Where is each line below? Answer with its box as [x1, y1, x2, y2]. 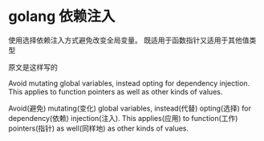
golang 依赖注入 [8, 7, 116, 26]
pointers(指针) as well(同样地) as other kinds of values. [8, 123, 189, 133]
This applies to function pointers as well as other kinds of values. [8, 87, 223, 96]
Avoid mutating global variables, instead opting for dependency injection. [8, 78, 250, 88]
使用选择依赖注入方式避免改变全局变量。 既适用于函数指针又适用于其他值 [8, 35, 250, 45]
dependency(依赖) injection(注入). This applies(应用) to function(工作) [8, 113, 238, 123]
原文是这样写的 [8, 62, 58, 72]
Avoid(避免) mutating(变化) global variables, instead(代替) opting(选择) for [8, 103, 251, 113]
